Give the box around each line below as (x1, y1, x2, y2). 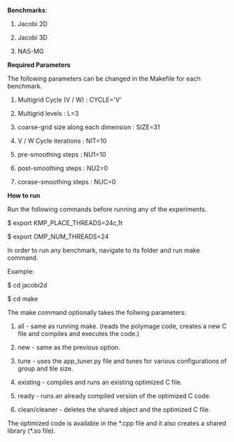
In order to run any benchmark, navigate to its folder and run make (7, 246, 200, 254)
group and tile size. (17, 364, 74, 373)
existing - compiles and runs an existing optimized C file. (17, 378, 183, 386)
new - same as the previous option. (17, 343, 121, 352)
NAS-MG (17, 47, 44, 55)
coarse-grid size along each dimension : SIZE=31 (17, 123, 161, 131)
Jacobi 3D (17, 33, 48, 42)
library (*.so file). (7, 426, 56, 435)
